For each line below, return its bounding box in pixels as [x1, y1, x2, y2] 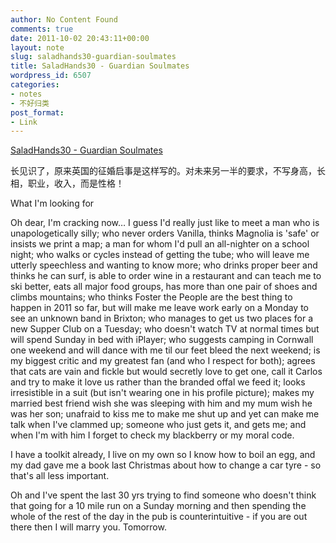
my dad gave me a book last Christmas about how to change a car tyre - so [10, 459, 322, 471]
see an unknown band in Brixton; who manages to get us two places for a [10, 312, 314, 325]
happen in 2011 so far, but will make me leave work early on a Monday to [10, 302, 310, 314]
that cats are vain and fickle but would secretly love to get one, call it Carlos [10, 366, 323, 378]
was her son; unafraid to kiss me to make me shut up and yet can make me [10, 408, 320, 420]
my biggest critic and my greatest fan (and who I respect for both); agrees [10, 355, 316, 367]
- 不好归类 [10, 98, 50, 108]
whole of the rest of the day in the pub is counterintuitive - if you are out [10, 511, 308, 523]
